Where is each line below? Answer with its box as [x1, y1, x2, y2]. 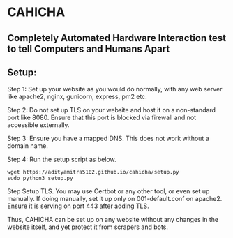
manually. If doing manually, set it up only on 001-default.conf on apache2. [7, 195, 223, 203]
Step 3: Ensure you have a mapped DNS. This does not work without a [7, 134, 209, 143]
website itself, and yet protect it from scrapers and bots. [7, 223, 169, 231]
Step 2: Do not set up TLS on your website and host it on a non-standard [7, 106, 216, 114]
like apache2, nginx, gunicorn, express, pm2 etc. [7, 92, 148, 101]
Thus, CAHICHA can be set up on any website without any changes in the [7, 216, 219, 224]
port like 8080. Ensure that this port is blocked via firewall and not [7, 113, 197, 122]
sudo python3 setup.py [7, 175, 73, 182]
